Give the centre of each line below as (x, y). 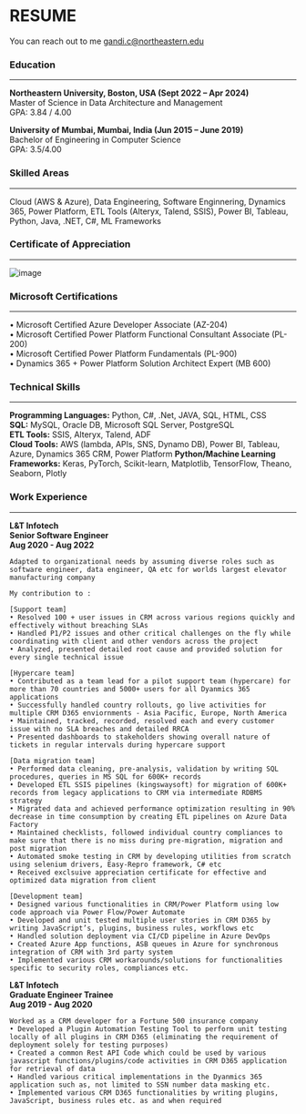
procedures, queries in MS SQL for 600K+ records (106, 777)
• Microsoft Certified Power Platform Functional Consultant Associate (140, 334)
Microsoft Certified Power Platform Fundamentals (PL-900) (127, 354)
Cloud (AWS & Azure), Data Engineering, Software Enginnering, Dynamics (148, 201)
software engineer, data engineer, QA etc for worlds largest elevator (148, 569)
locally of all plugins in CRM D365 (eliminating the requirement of (144, 1037)
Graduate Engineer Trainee (61, 995)
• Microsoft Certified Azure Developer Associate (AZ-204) (118, 325)
